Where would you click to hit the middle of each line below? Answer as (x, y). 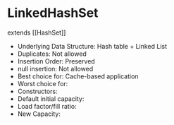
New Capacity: (39, 114)
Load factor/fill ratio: (47, 106)
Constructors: (37, 91)
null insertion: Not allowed (55, 69)
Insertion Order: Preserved (56, 61)
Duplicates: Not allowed (52, 54)
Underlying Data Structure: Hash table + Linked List (92, 46)
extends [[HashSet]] (37, 32)
